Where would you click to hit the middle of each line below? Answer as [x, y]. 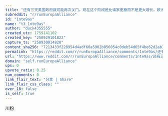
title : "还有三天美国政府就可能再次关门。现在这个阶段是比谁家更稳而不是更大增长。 [81, 10]
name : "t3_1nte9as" [25, 24]
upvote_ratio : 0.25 [25, 70]
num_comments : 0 [22, 75]
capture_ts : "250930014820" [34, 42]
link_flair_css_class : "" [32, 84]
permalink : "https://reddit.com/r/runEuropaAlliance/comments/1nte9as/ [81, 51]
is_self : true [20, 93]
